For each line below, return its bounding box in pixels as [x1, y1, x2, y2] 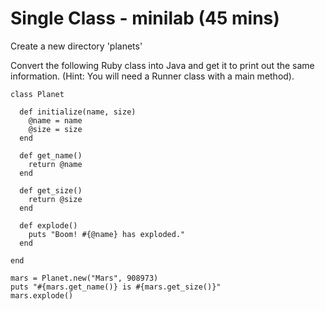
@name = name [28, 115, 83, 126]
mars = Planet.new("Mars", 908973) [10, 273, 159, 283]
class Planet [10, 89, 65, 99]
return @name [28, 159, 83, 169]
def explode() [19, 220, 78, 231]
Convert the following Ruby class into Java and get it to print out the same [10, 59, 315, 71]
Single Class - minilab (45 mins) [10, 7, 280, 30]
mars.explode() [10, 290, 74, 301]
